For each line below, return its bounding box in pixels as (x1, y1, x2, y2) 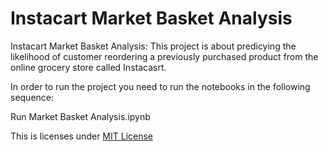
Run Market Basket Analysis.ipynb (10, 110, 151, 122)
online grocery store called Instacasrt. (10, 61, 167, 73)
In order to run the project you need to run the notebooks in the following (10, 80, 311, 92)
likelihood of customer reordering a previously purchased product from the (10, 50, 319, 62)
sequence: (10, 91, 55, 103)
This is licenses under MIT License (10, 130, 154, 142)
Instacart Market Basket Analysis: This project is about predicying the (10, 40, 297, 52)
